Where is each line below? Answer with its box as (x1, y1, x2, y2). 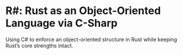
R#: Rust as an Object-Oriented (5, 4, 161, 18)
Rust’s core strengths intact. (5, 42, 74, 49)
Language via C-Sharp (5, 16, 118, 30)
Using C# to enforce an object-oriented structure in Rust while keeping (5, 36, 178, 43)
